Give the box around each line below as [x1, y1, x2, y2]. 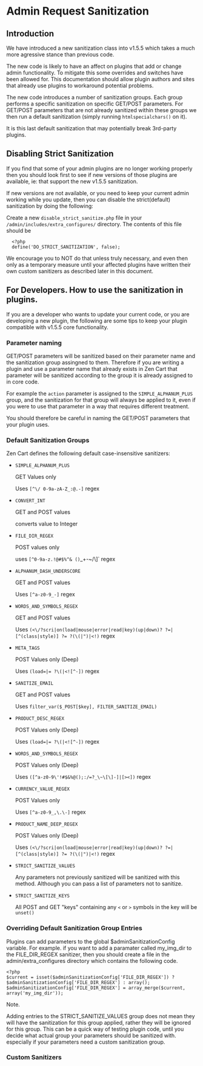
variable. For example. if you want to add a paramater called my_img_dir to [6, 944, 192, 951]
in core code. [6, 378, 39, 385]
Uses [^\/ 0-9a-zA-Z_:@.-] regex [15, 485, 100, 492]
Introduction [6, 28, 55, 39]
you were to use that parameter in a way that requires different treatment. [6, 402, 190, 410]
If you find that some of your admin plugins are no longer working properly [6, 165, 193, 172]
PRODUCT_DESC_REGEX [15, 716, 65, 722]
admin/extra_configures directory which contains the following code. [6, 957, 178, 964]
